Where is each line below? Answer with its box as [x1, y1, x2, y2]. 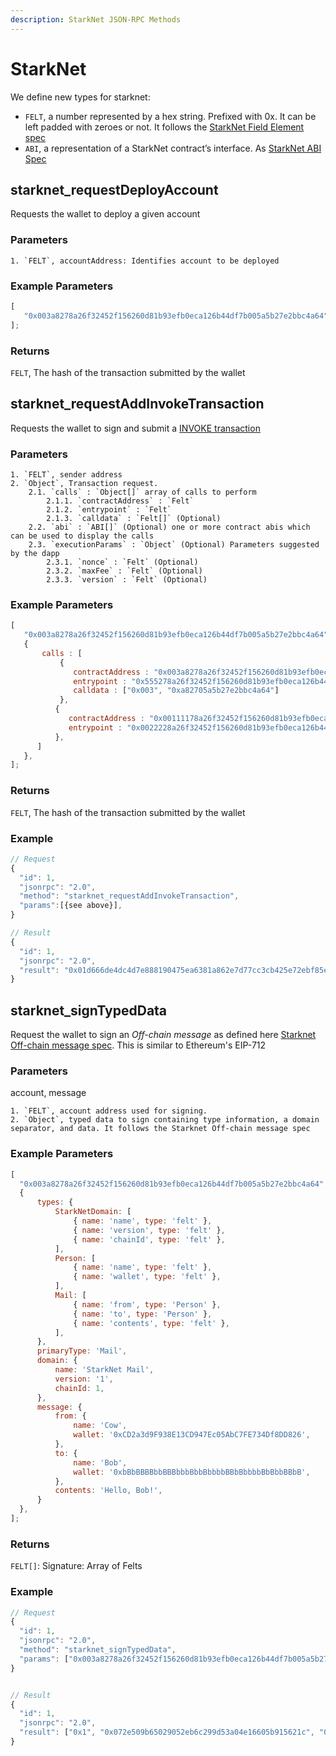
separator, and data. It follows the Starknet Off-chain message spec [10, 1124, 311, 1134]
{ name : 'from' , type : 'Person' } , [73, 1299, 222, 1310]
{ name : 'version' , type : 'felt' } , [73, 1225, 226, 1235]
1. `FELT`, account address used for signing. [10, 1106, 208, 1116]
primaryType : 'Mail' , [36, 1346, 128, 1356]
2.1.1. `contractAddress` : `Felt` [46, 496, 195, 506]
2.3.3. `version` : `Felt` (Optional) [46, 575, 208, 585]
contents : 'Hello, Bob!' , [54, 1486, 163, 1496]
